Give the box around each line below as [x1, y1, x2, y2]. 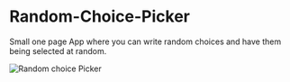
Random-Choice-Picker [9, 6, 191, 27]
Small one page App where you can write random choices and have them [9, 36, 282, 47]
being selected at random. [9, 45, 107, 56]
